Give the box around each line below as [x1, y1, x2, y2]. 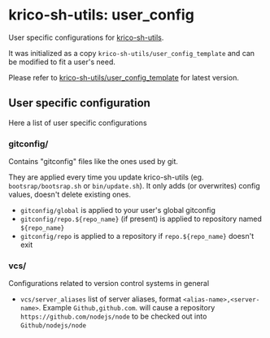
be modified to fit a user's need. [8, 57, 116, 67]
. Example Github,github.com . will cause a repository [38, 303, 216, 313]
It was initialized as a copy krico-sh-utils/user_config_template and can [8, 48, 255, 58]
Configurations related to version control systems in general [8, 279, 210, 288]
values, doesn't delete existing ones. [8, 189, 132, 200]
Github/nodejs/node [20, 322, 87, 330]
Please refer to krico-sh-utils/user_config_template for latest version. [8, 72, 240, 82]
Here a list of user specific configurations [8, 118, 148, 128]
